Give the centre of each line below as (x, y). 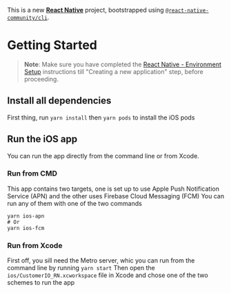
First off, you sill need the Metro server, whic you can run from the (101, 261)
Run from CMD (32, 173)
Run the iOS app (42, 139)
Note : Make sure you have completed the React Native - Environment (123, 64)
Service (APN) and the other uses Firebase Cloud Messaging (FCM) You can (116, 196)
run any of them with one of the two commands (75, 203)
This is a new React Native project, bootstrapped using (86, 10)
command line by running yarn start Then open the (81, 268)
